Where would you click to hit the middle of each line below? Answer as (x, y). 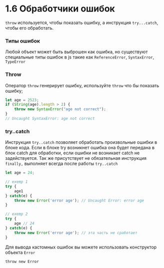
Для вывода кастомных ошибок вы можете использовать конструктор (81, 247)
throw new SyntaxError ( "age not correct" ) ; (60, 109)
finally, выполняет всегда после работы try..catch (61, 164)
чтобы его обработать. (29, 28)
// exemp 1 (16, 182)
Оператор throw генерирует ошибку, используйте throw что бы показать (82, 85)
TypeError (15, 62)
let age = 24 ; (20, 173)
